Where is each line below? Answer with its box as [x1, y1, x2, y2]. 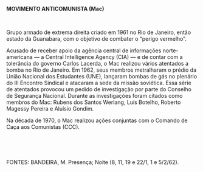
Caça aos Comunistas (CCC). [6, 123, 80, 130]
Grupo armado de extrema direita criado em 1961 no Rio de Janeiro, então [6, 29, 191, 36]
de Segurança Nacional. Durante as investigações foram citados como [6, 92, 183, 99]
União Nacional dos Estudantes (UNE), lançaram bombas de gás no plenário [6, 73, 198, 80]
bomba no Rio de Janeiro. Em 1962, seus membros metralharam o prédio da [6, 66, 197, 74]
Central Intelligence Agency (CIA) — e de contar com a [45, 53, 184, 60]
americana [6, 53, 33, 60]
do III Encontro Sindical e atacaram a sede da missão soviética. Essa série [6, 79, 191, 86]
